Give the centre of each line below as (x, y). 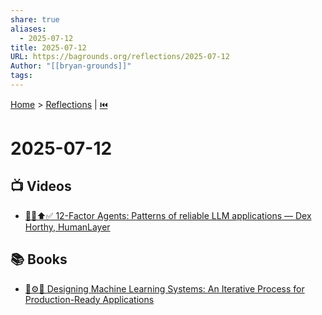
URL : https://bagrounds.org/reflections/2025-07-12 (120, 57)
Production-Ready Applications (89, 299)
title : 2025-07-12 (48, 47)
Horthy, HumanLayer (67, 227)
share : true (35, 19)
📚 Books (39, 259)
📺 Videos (41, 186)
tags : (21, 76)
